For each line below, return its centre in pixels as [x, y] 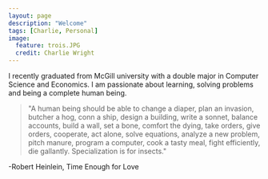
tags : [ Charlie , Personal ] [53, 31]
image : [19, 38]
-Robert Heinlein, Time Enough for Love [74, 167]
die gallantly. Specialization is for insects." [97, 151]
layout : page [30, 16]
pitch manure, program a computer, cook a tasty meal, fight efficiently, [144, 142]
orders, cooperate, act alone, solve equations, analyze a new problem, [144, 134]
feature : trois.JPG [48, 46]
